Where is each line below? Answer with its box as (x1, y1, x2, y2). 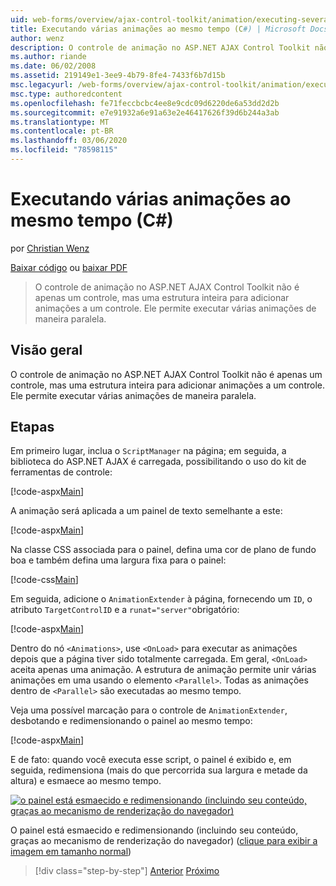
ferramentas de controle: (10, 466, 113, 478)
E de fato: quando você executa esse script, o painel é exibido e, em (10, 754, 292, 766)
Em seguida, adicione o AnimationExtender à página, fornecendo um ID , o (10, 593, 313, 605)
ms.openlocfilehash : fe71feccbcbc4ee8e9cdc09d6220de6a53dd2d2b (10, 98, 280, 108)
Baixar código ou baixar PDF (10, 261, 128, 273)
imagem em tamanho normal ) (10, 846, 132, 858)
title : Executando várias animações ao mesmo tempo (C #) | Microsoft (10, 24, 307, 34)
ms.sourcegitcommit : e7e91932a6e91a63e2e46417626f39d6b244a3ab (10, 107, 280, 118)
